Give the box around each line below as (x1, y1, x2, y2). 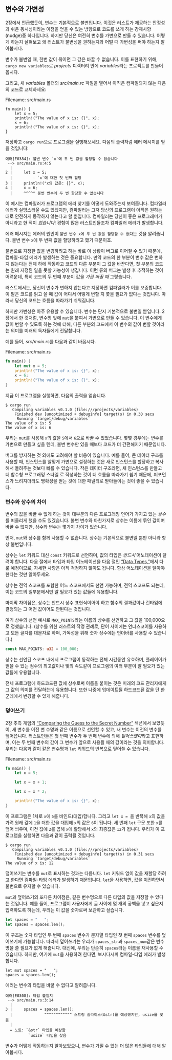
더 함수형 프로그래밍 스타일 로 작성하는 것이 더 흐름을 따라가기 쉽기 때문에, (5, 472, 153, 478)
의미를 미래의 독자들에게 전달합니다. (10, 327, 82, 333)
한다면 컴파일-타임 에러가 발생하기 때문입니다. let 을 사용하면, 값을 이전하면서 (10, 877, 165, 883)
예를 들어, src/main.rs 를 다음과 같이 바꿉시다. (5, 338, 96, 344)
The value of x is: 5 (5, 421, 52, 426)
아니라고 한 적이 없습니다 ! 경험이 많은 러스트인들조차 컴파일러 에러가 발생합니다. (5, 219, 164, 226)
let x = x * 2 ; (14, 789, 47, 794)
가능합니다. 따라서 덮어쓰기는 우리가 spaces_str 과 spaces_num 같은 (23, 938, 155, 944)
